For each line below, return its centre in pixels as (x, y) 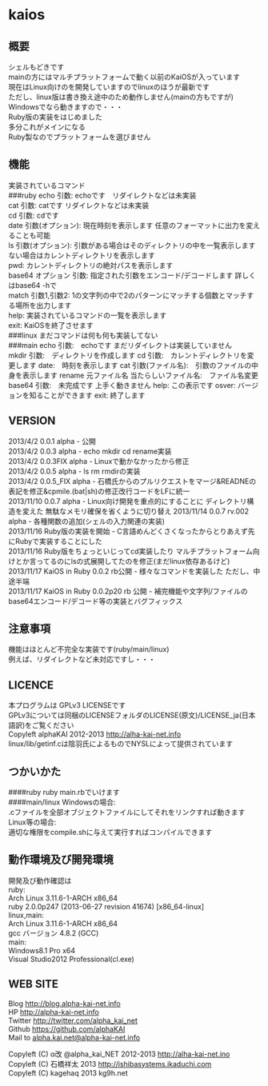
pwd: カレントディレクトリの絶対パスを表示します (91, 265)
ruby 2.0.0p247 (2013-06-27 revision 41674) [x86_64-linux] (106, 906)
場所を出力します (43, 305)
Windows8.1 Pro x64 (42, 950)
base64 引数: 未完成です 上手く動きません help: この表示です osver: (122, 385)
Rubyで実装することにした (58, 541)
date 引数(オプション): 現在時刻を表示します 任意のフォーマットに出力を (127, 225)
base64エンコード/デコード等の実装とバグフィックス (96, 601)
